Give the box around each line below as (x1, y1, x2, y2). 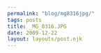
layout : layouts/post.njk (7, 36, 82, 43)
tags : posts (7, 17, 42, 23)
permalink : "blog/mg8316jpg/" (7, 10, 95, 17)
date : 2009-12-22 (7, 29, 58, 36)
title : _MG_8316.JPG (7, 23, 68, 30)
